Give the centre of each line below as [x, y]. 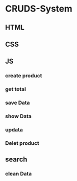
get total [15, 89]
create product [24, 76]
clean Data [18, 174]
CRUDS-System [39, 9]
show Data [18, 116]
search [16, 160]
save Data [17, 103]
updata [14, 130]
